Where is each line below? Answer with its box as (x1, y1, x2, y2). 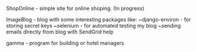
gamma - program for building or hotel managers (6, 40, 124, 46)
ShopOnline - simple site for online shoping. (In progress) (6, 5, 145, 12)
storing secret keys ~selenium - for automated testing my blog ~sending (6, 23, 181, 29)
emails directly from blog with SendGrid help (6, 28, 114, 35)
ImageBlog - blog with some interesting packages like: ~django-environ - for (6, 16, 191, 23)
